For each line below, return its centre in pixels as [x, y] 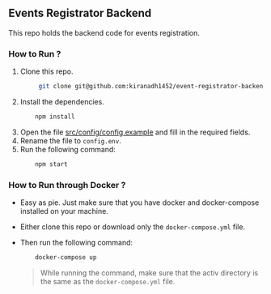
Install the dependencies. [62, 101]
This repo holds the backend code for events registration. [104, 32]
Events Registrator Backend [80, 13]
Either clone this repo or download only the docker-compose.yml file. [132, 227]
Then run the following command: [76, 243]
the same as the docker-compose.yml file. [108, 281]
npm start [51, 164]
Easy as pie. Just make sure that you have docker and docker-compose [140, 202]
